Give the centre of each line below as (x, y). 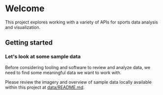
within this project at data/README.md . (45, 87)
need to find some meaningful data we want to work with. (63, 72)
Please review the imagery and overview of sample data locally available (79, 82)
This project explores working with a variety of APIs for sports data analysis (81, 22)
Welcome (25, 9)
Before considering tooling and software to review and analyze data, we (78, 67)
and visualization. (23, 27)
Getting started (29, 43)
